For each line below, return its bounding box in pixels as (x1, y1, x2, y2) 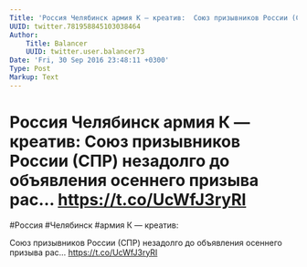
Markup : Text (9, 73, 59, 82)
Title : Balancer (26, 38, 89, 48)
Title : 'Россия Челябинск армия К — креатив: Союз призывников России (9, 13, 288, 23)
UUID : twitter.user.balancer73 (26, 47, 145, 56)
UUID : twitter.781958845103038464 (9, 22, 142, 31)
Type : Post (9, 65, 51, 74)
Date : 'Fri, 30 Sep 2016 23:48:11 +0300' (9, 56, 170, 65)
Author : (9, 30, 39, 39)
